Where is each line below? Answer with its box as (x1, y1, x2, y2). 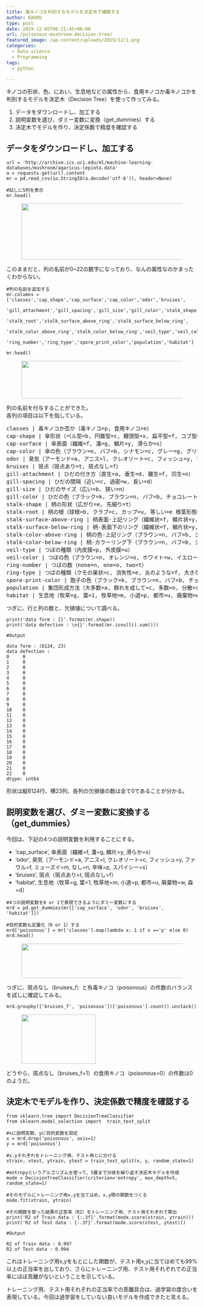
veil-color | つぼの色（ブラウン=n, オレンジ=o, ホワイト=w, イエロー (6, 554, 199, 561)
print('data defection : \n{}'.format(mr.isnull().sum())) (6, 622, 159, 628)
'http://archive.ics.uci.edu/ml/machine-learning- (22, 160, 154, 166)
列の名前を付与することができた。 (6, 404, 92, 411)
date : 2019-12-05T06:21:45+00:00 (6, 25, 91, 32)
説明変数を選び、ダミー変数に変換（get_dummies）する (15, 116, 155, 123)
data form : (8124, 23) (6, 643, 67, 649)
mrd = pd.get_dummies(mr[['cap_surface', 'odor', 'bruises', (6, 905, 165, 911)
